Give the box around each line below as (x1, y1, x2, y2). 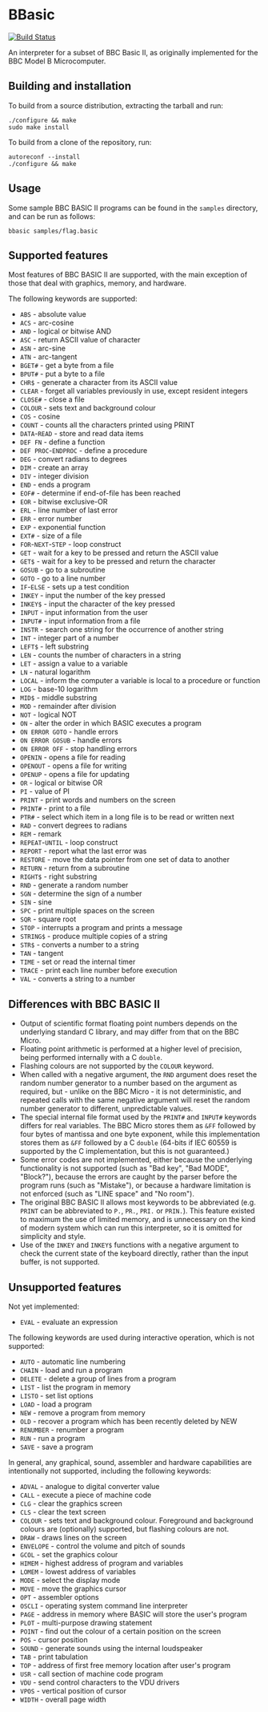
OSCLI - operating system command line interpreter (19, 1601, 188, 1610)
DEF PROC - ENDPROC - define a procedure (19, 446, 148, 455)
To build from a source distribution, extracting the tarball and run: (8, 100, 224, 110)
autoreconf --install (8, 152, 81, 161)
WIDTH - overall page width (19, 1694, 106, 1704)
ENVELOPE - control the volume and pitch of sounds (19, 1541, 186, 1551)
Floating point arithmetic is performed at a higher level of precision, (19, 1044, 242, 1054)
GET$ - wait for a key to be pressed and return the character (19, 557, 216, 566)
